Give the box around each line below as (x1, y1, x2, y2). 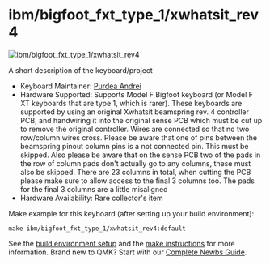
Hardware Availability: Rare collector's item (19, 193, 163, 203)
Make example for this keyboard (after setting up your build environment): (8, 208, 255, 218)
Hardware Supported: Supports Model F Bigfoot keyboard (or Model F (19, 89, 253, 99)
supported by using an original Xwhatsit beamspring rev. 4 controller (19, 107, 249, 117)
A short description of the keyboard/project (8, 65, 154, 75)
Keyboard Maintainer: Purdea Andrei (19, 81, 141, 91)
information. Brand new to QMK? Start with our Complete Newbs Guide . (8, 247, 247, 257)
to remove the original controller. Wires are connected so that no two (19, 124, 250, 134)
